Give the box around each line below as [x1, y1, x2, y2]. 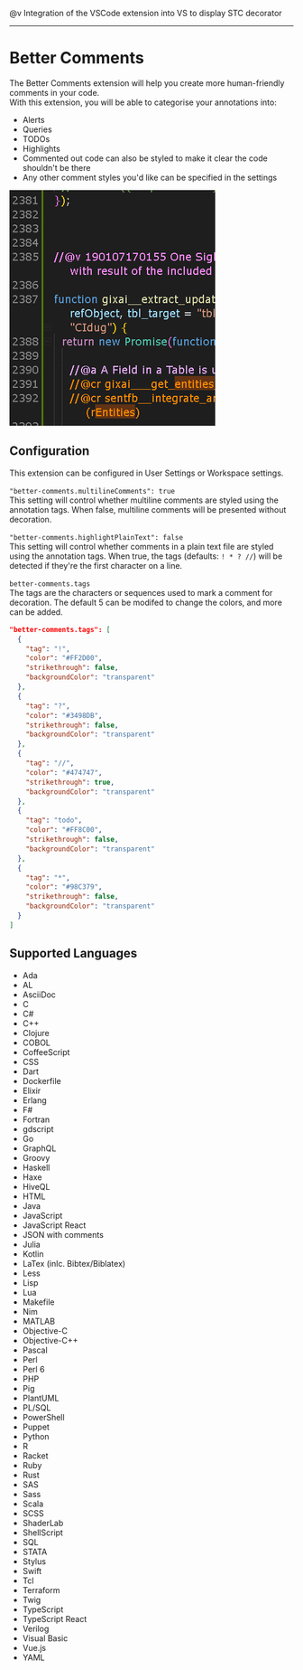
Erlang [22, 1094, 47, 1106]
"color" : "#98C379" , [25, 882, 103, 892]
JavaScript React [22, 1220, 87, 1231]
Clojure [22, 1027, 50, 1038]
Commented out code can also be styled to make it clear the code [22, 153, 268, 164]
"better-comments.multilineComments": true [9, 486, 176, 495]
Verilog [22, 1623, 50, 1634]
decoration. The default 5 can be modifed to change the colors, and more [9, 597, 282, 608]
